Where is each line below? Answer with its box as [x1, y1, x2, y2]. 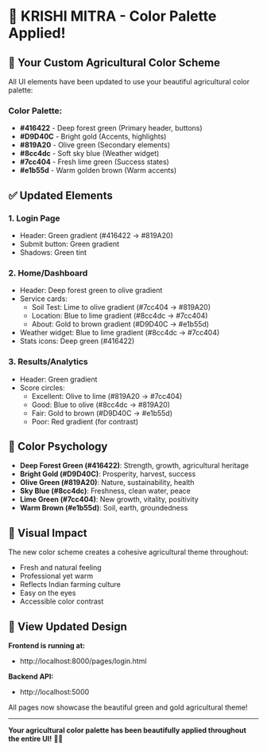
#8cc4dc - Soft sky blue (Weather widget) [19, 149, 160, 158]
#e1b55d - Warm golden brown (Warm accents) [19, 166, 177, 175]
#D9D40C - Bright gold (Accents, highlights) [19, 131, 167, 142]
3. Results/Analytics [8, 356, 89, 367]
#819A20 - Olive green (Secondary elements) [19, 140, 171, 150]
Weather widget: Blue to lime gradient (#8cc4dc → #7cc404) [19, 328, 220, 338]
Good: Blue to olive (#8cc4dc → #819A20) [31, 400, 171, 409]
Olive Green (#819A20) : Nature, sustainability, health [19, 478, 195, 487]
